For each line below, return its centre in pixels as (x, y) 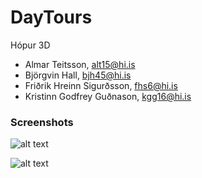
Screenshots (42, 122)
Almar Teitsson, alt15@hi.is (80, 64)
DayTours (51, 17)
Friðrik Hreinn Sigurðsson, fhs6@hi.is (101, 85)
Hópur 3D (30, 45)
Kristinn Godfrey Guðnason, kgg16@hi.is (108, 96)
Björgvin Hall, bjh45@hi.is (78, 75)
